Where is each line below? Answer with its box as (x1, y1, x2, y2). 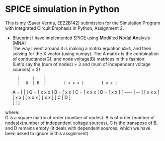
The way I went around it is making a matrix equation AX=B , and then (12, 45, 152, 51)
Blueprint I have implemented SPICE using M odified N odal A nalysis (12, 35, 150, 41)
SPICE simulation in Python (5, 3, 120, 15)
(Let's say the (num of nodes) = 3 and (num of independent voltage (12, 61, 151, 67)
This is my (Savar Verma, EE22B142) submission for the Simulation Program (5, 20, 161, 26)
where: (5, 109, 20, 115)
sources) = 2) (12, 66, 41, 72)
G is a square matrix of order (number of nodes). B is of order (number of (5, 114, 155, 120)
